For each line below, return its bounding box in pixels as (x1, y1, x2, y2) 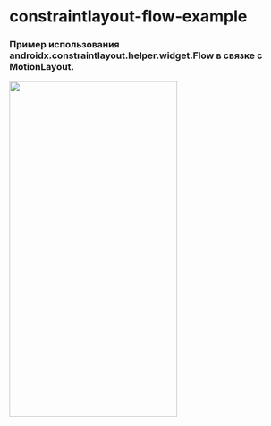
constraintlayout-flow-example (9, 6, 248, 27)
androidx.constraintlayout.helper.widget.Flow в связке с (9, 49, 263, 62)
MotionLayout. (9, 61, 74, 73)
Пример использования (9, 38, 120, 51)
